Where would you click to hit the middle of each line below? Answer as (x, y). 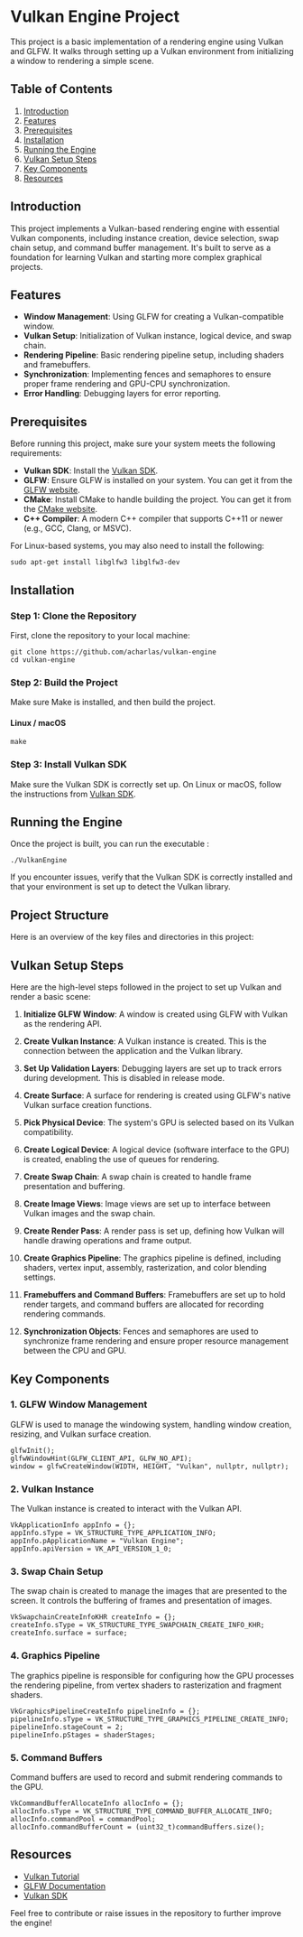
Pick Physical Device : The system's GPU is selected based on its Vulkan (159, 1122)
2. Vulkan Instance (52, 1489)
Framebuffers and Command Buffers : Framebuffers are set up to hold (154, 1295)
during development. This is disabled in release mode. (124, 1078)
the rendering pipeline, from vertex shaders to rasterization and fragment (146, 1685)
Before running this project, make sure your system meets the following (143, 443)
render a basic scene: (50, 997)
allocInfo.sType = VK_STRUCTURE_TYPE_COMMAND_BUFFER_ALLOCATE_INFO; (142, 1811)
